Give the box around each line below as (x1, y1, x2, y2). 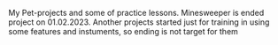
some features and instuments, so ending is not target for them (8, 26, 238, 36)
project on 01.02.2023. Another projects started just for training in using (8, 17, 270, 27)
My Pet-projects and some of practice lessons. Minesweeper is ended (8, 8, 265, 18)
